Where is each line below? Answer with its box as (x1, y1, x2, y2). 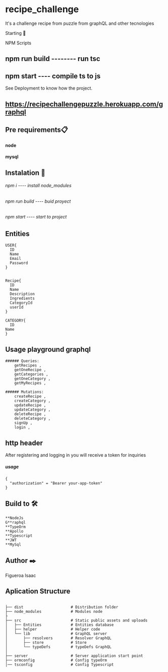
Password (10, 260, 28, 266)
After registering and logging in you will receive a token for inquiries (5, 452, 146, 458)
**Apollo (5, 528, 24, 534)
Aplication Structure (5, 587, 71, 595)
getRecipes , (14, 363, 42, 368)
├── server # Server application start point (5, 653, 143, 658)
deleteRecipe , (14, 412, 46, 417)
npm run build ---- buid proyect (5, 198, 71, 204)
